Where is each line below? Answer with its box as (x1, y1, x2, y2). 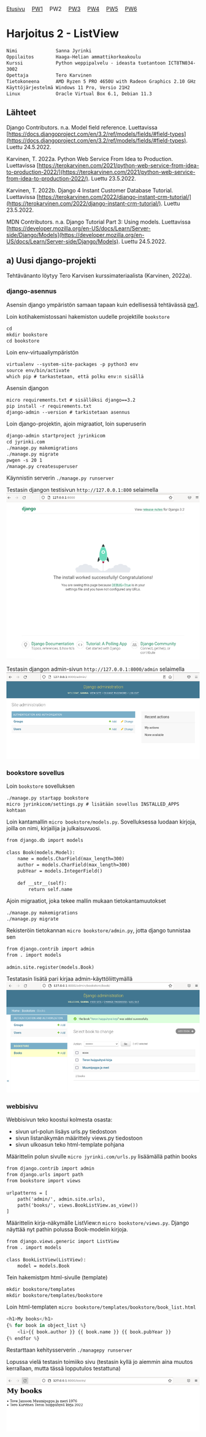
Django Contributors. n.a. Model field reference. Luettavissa (6, 123, 158, 131)
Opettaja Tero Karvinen (6, 72, 92, 79)
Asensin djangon (6, 384, 49, 392)
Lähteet (6, 107, 37, 118)
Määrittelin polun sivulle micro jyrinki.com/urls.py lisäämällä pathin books (6, 1153, 197, 1160)
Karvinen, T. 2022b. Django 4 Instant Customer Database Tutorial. (6, 187, 174, 194)
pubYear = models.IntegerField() (17, 868, 103, 874)
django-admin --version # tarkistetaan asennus (6, 409, 131, 415)
